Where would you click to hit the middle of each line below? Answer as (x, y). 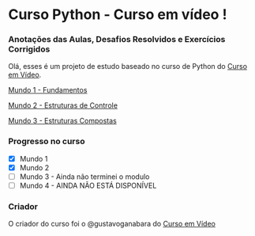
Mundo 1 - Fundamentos (48, 90)
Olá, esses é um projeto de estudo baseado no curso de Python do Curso (127, 67)
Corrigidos (29, 49)
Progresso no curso (47, 142)
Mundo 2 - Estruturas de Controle (63, 105)
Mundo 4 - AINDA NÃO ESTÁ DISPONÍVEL (88, 185)
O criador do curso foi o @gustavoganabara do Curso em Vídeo (112, 224)
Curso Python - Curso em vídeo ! (118, 15)
